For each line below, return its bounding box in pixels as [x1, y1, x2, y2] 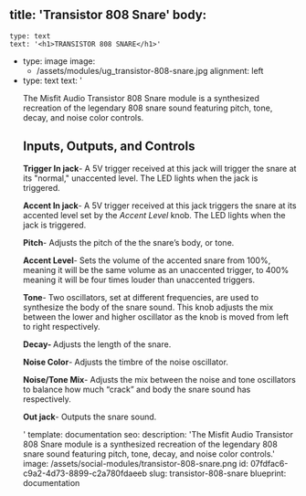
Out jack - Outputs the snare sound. [22, 411, 157, 422]
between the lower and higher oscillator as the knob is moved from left [22, 311, 290, 322]
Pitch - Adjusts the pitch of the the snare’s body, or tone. [22, 237, 235, 248]
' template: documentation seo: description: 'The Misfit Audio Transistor [22, 428, 294, 439]
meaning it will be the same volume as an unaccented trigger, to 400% [22, 264, 290, 275]
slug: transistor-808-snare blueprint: [149, 468, 287, 479]
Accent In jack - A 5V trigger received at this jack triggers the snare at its [22, 200, 297, 211]
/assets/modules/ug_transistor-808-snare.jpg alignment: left [36, 65, 264, 76]
